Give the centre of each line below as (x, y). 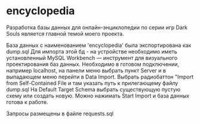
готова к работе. (27, 102)
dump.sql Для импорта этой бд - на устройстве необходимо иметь (92, 51)
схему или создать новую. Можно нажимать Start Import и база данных (98, 96)
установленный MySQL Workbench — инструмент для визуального (92, 58)
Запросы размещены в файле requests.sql (60, 113)
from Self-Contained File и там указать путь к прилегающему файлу (92, 83)
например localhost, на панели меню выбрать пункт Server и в (86, 70)
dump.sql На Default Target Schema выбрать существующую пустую (93, 89)
